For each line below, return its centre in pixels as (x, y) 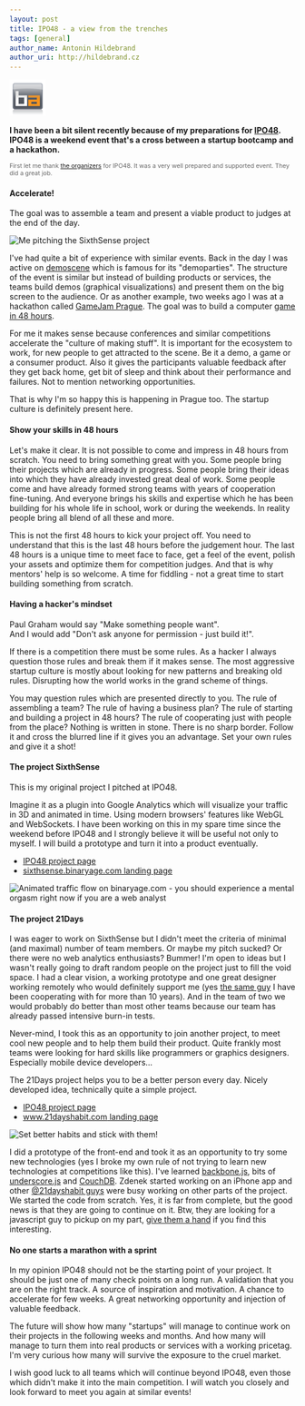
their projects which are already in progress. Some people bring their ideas (149, 469)
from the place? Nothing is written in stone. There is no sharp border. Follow (152, 727)
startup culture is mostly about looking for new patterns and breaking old (146, 671)
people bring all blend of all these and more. (92, 517)
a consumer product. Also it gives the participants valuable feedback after (148, 362)
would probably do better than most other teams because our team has (143, 1007)
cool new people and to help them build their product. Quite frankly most (145, 1043)
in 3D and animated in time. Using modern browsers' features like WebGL (147, 814)
